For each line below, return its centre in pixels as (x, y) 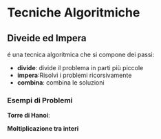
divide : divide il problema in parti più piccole (80, 68)
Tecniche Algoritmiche (74, 13)
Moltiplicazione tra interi (43, 129)
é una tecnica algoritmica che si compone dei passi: (81, 54)
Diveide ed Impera (47, 38)
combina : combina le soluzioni (61, 83)
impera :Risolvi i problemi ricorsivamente (74, 75)
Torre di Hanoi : (29, 116)
